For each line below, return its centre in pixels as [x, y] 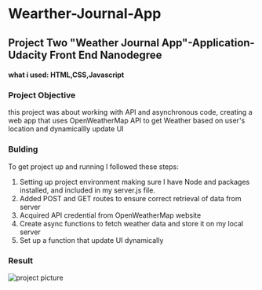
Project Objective [42, 95]
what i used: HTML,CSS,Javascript [66, 75]
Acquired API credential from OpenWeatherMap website [110, 215]
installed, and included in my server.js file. [87, 190]
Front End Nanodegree [106, 55]
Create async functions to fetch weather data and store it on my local [131, 223]
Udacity [28, 55]
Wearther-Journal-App [85, 14]
